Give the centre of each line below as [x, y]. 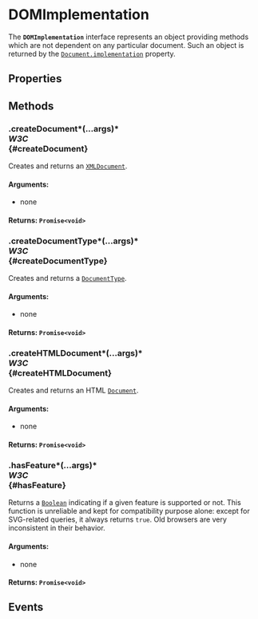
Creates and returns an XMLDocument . [68, 166]
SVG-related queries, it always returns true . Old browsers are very [118, 519]
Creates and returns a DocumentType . [67, 278]
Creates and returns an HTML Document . [73, 390]
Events [26, 607]
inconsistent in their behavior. [57, 528]
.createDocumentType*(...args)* [73, 241]
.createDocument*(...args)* [64, 128]
